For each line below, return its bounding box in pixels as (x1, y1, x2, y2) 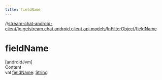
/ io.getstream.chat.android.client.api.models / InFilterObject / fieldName (16, 25, 157, 32)
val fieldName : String (5, 69, 48, 75)
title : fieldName (5, 7, 41, 12)
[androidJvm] (5, 59, 33, 65)
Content (5, 64, 22, 70)
